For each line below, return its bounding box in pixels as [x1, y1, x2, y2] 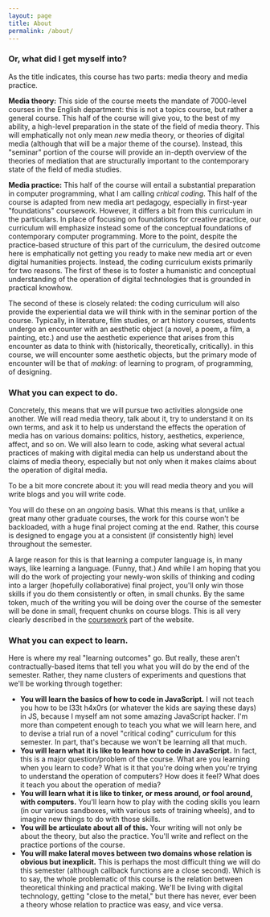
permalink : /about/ [8, 27, 74, 35]
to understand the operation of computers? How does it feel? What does [19, 771, 260, 782]
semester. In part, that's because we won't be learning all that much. [19, 737, 247, 747]
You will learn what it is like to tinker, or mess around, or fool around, [19, 789, 253, 799]
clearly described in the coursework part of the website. [8, 614, 194, 624]
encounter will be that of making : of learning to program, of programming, [8, 358, 253, 367]
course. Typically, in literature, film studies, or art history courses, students [8, 315, 256, 325]
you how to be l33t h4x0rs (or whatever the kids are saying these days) [19, 703, 257, 713]
